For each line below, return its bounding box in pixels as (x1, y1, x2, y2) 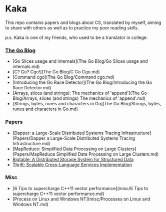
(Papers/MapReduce (12, 151, 55, 157)
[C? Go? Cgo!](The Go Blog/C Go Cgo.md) (12, 69, 100, 75)
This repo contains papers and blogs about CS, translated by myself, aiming (5, 19, 161, 25)
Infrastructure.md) (12, 140, 50, 146)
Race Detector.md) (12, 85, 51, 91)
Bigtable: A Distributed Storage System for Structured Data (12, 156, 134, 162)
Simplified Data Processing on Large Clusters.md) (56, 151, 159, 157)
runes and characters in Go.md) (12, 106, 78, 112)
